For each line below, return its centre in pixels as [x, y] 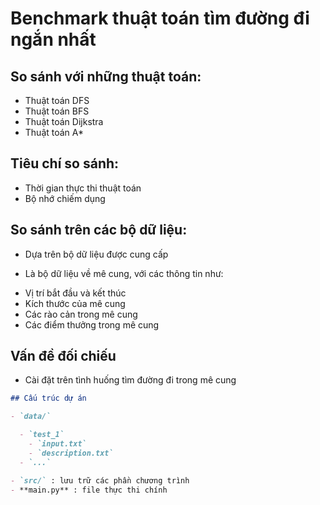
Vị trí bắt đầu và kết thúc [75, 293]
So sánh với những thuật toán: [106, 76]
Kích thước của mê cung [75, 303]
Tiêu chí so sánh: [65, 163]
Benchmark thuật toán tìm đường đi [160, 18]
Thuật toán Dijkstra [64, 121]
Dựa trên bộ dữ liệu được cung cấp [96, 254]
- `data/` [31, 417]
